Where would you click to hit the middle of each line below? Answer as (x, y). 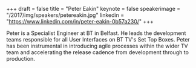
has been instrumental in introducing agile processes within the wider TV (97, 46)
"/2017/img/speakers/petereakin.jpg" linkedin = (65, 15)
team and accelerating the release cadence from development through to (98, 52)
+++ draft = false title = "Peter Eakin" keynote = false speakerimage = (93, 9)
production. (21, 59)
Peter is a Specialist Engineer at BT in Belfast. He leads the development (96, 33)
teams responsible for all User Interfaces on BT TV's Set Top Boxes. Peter (98, 39)
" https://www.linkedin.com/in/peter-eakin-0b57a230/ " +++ (80, 21)
